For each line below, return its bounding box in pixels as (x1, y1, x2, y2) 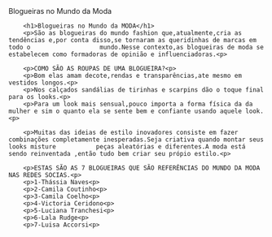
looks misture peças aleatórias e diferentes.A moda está (8, 143, 246, 151)
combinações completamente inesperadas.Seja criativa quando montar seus (8, 136, 265, 144)
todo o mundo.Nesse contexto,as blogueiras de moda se (8, 43, 265, 51)
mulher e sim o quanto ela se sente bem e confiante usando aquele (8, 107, 243, 115)
